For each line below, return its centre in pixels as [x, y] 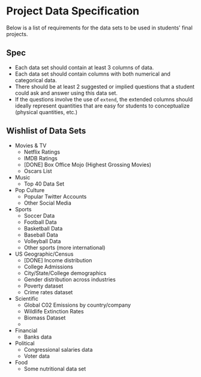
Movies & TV [31, 145]
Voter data [37, 356]
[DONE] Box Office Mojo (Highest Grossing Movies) [88, 164]
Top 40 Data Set [44, 184]
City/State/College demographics [65, 273]
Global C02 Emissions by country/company [77, 305]
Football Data [40, 222]
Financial [26, 330]
